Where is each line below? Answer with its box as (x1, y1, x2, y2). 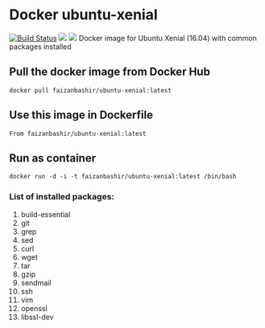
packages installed (9, 42, 72, 51)
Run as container (9, 151, 96, 165)
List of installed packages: (9, 191, 115, 203)
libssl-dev (20, 312, 55, 322)
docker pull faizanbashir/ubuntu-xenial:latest (9, 86, 172, 94)
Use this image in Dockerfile (9, 109, 154, 122)
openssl (20, 303, 48, 313)
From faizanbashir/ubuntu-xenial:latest (9, 129, 147, 137)
